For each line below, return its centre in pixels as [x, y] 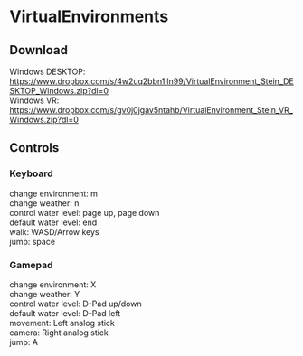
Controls [34, 148]
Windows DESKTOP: [47, 71]
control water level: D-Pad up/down [76, 304]
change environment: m [53, 193]
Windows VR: [34, 100]
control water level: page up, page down [85, 212]
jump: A [24, 342]
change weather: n [44, 203]
